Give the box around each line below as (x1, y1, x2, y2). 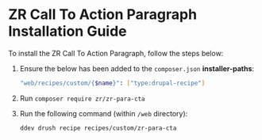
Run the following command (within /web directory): (19, 108, 188, 118)
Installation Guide (8, 22, 127, 40)
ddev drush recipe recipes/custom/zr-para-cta (19, 124, 177, 132)
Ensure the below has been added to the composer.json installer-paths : (19, 63, 255, 73)
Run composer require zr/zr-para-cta (19, 93, 145, 103)
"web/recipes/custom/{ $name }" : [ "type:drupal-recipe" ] (19, 79, 206, 87)
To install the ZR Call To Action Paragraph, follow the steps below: (8, 48, 224, 58)
